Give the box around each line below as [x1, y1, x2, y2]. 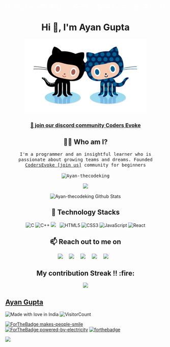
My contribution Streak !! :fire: [36, 269, 135, 277]
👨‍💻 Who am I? [63, 137, 108, 146]
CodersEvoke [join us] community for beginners [25, 162, 146, 168]
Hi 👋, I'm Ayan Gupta [41, 22, 130, 33]
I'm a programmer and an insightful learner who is [19, 151, 152, 157]
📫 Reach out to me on [50, 237, 121, 246]
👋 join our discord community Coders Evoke [30, 122, 141, 129]
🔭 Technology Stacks [51, 208, 120, 217]
